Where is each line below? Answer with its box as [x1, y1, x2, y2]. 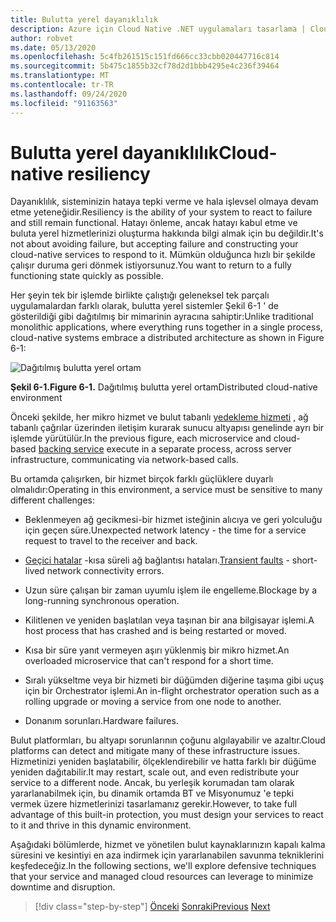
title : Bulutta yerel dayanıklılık [10, 14, 159, 25]
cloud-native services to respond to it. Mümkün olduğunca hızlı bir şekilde [10, 249, 316, 261]
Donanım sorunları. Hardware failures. [24, 715, 179, 727]
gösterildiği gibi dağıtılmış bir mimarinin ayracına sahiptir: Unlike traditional [10, 311, 314, 323]
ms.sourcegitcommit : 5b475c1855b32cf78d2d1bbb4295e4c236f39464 [10, 61, 280, 71]
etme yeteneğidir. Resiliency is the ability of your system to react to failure [10, 206, 313, 218]
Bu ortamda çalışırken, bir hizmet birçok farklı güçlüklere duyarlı [10, 473, 274, 485]
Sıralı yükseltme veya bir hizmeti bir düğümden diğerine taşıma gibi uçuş [24, 674, 325, 686]
